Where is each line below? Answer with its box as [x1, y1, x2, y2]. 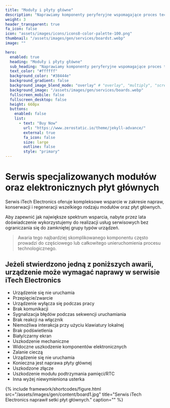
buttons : [10, 106, 28, 112]
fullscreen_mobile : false [10, 92, 65, 97]
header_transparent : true [5, 21, 60, 27]
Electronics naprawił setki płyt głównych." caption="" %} [5, 396, 123, 402]
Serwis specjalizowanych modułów [5, 171, 157, 183]
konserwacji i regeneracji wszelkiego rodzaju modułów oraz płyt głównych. [5, 204, 162, 210]
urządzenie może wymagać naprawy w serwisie [5, 268, 160, 277]
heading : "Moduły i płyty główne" [10, 59, 82, 64]
